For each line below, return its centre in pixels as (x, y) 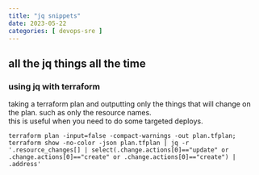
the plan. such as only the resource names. (80, 113)
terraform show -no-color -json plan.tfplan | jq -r (99, 143)
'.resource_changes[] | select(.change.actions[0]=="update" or (119, 150)
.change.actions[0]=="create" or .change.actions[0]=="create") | (122, 157)
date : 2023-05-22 (38, 23)
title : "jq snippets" (45, 16)
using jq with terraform (54, 86)
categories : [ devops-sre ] (56, 31)
